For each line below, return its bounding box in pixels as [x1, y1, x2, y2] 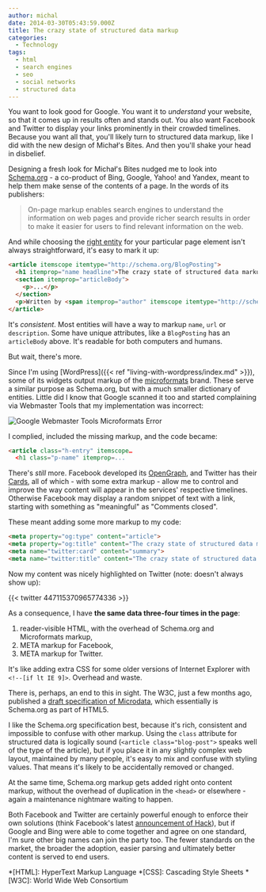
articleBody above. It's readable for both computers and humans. [8, 336, 223, 345]
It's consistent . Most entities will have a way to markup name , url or [8, 319, 226, 329]
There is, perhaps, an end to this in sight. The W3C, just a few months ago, [8, 688, 253, 697]
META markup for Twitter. [19, 649, 104, 658]
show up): [8, 578, 41, 587]
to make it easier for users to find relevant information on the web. [27, 222, 244, 231]
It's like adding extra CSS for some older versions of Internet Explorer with [8, 664, 251, 673]
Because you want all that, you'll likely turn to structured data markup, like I [8, 132, 253, 142]
